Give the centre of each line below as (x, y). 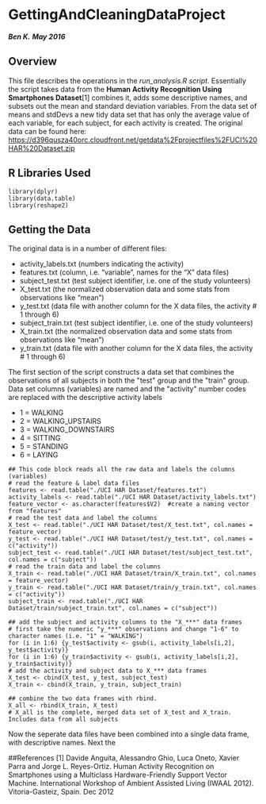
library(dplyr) (33, 191)
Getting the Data (49, 229)
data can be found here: (47, 131)
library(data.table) (42, 198)
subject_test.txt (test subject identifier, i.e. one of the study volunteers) (135, 281)
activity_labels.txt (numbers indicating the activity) (102, 264)
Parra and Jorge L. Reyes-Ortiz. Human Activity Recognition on (111, 767)
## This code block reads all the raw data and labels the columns (122, 470)
